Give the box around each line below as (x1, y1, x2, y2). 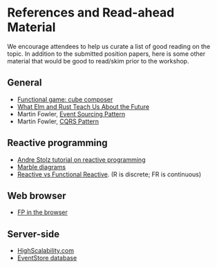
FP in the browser (17, 208, 68, 216)
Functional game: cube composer (17, 95, 113, 103)
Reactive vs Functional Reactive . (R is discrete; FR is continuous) (17, 170, 202, 178)
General (7, 77, 43, 89)
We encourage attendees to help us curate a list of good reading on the (7, 42, 211, 50)
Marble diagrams (17, 163, 66, 171)
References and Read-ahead (7, 5, 175, 21)
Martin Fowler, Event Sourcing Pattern (17, 110, 126, 118)
